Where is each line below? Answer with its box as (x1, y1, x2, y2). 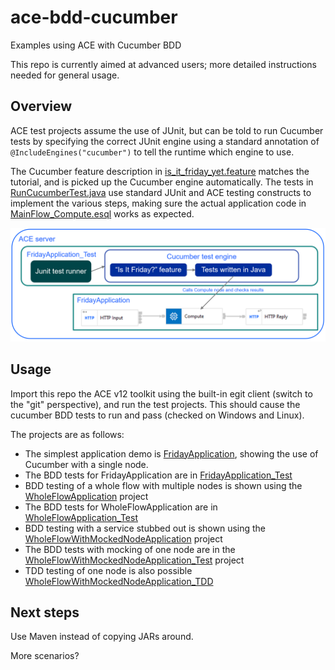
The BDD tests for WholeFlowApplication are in (24, 501, 218, 513)
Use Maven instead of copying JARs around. (10, 631, 194, 643)
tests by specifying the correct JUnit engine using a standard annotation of (10, 135, 320, 147)
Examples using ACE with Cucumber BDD (10, 39, 182, 51)
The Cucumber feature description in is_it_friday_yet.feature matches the (10, 165, 310, 177)
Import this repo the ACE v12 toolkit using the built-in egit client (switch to (10, 387, 313, 400)
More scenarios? (10, 650, 80, 662)
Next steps (10, 604, 80, 621)
